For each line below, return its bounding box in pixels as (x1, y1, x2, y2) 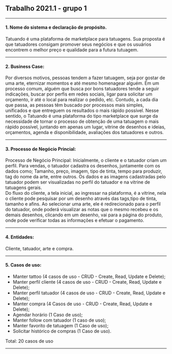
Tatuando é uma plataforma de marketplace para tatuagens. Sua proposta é (5, 36, 165, 42)
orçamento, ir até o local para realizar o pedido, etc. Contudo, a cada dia (5, 97, 159, 103)
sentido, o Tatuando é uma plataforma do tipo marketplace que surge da (5, 113, 158, 119)
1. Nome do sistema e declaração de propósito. (5, 24, 107, 30)
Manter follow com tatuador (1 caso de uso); (12, 317, 106, 323)
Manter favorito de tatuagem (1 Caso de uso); (12, 322, 109, 328)
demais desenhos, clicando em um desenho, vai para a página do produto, (5, 212, 163, 218)
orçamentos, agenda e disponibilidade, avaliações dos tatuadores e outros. (5, 129, 164, 136)
